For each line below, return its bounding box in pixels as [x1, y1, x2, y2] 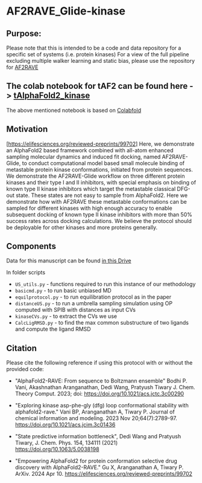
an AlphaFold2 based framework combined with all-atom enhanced [6, 146, 174, 154]
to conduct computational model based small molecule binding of [22, 159, 185, 167]
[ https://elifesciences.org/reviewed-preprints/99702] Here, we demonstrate [6, 140, 195, 147]
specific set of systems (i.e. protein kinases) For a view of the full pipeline [6, 51, 189, 58]
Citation [6, 343, 37, 353]
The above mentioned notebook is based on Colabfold [6, 106, 142, 114]
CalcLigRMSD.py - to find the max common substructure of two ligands [14, 319, 189, 326]
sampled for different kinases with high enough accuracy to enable [6, 204, 173, 212]
